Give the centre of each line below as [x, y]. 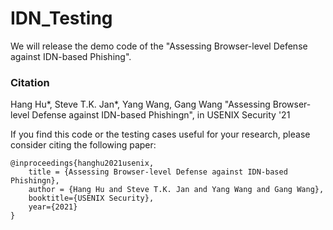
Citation [30, 82]
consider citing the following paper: [83, 145]
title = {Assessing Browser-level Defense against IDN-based [158, 172]
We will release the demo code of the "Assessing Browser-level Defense [159, 46]
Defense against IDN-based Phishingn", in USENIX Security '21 [161, 115]
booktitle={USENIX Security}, [91, 198]
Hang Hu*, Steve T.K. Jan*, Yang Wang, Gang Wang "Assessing [140, 104]
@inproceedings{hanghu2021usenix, [82, 163]
